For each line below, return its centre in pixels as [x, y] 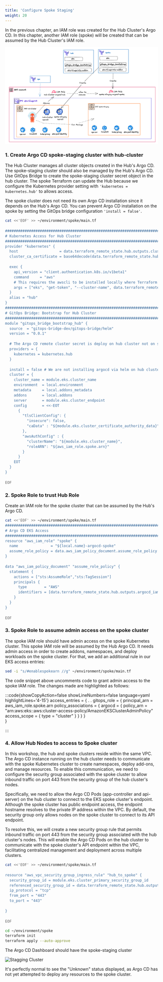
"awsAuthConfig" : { [43, 436]
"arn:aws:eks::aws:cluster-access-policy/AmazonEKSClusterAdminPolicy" [79, 710]
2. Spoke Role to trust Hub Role [42, 495]
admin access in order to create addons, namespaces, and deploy [71, 651]
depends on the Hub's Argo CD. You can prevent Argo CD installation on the [81, 206]
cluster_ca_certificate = [36, 257]
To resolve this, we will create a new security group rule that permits [73, 829]
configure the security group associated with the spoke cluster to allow [76, 774]
